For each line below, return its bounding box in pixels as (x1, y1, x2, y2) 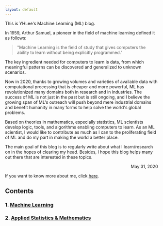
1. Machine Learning (5, 201, 54, 208)
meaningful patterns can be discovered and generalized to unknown (5, 64, 142, 70)
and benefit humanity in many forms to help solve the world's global (5, 104, 141, 110)
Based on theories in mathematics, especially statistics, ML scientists (5, 119, 144, 125)
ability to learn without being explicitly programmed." (16, 49, 123, 55)
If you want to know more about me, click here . (5, 173, 99, 178)
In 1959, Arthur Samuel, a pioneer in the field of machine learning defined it (5, 30, 155, 35)
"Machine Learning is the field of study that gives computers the (16, 44, 146, 50)
